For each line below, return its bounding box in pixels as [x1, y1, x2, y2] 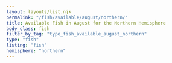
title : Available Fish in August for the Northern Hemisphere [6, 20, 166, 26]
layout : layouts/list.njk [6, 8, 71, 15]
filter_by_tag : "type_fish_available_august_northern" [6, 31, 147, 37]
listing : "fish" [6, 43, 47, 49]
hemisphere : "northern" [6, 48, 66, 54]
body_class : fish [6, 25, 50, 32]
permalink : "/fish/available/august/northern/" [6, 14, 129, 20]
